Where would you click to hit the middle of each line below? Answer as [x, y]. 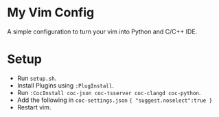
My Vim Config [51, 13]
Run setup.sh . [37, 78]
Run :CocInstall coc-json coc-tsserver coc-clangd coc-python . [109, 92]
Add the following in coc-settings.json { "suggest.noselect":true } [115, 100]
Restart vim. [34, 107]
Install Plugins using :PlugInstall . [66, 85]
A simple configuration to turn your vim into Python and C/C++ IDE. [102, 31]
